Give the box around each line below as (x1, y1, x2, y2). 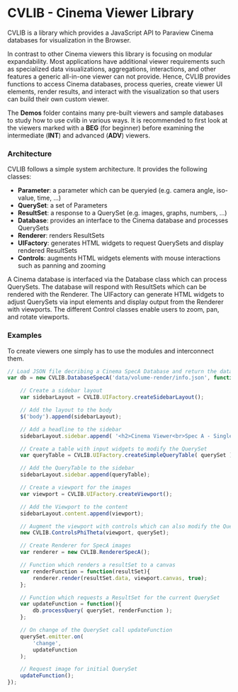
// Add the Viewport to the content (20, 503, 129, 511)
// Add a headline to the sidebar (20, 426, 122, 433)
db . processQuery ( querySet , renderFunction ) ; (33, 607, 173, 614)
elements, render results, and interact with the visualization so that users (7, 87, 220, 96)
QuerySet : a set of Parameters (17, 201, 108, 210)
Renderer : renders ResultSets (17, 232, 105, 240)
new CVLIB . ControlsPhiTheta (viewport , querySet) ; (20, 529, 170, 536)
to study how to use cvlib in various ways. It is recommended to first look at (7, 115, 228, 125)
